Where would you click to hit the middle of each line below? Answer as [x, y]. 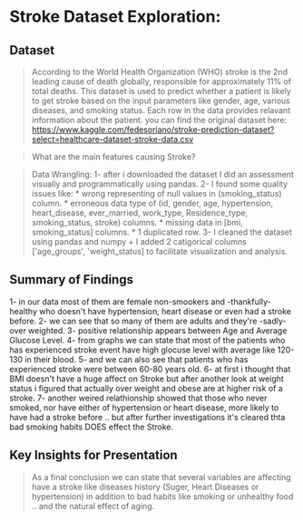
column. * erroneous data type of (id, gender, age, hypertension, [152, 203]
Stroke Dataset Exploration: [115, 17]
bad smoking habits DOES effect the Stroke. [92, 427]
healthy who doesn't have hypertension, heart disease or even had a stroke [151, 311]
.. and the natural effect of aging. [93, 506]
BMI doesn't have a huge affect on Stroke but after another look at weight [147, 379]
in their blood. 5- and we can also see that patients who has [137, 359]
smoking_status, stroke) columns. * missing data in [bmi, [137, 222]
